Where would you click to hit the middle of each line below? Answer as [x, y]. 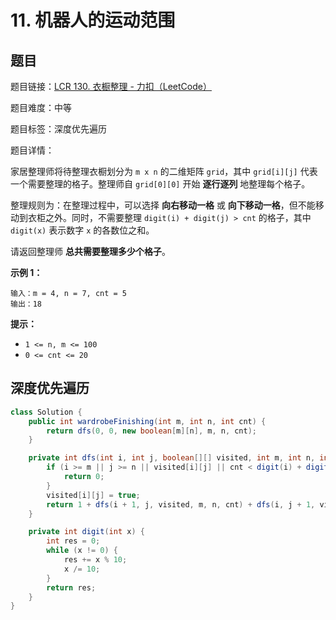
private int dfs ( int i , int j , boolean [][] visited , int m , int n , [172, 458]
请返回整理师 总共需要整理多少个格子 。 [90, 251]
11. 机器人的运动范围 [93, 20]
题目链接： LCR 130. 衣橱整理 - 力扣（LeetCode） [111, 86]
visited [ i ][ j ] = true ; [93, 495]
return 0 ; [84, 477]
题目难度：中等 [41, 107]
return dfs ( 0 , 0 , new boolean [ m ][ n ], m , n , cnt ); [152, 431]
